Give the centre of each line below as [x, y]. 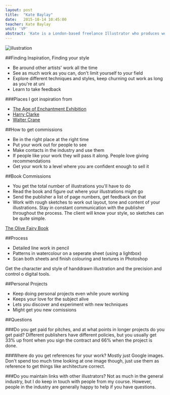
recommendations [31, 161]
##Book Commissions [28, 176]
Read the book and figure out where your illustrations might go [78, 191]
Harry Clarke [26, 114]
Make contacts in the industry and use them [58, 150]
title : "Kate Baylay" [29, 15]
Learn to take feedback [37, 89]
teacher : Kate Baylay [28, 24]
